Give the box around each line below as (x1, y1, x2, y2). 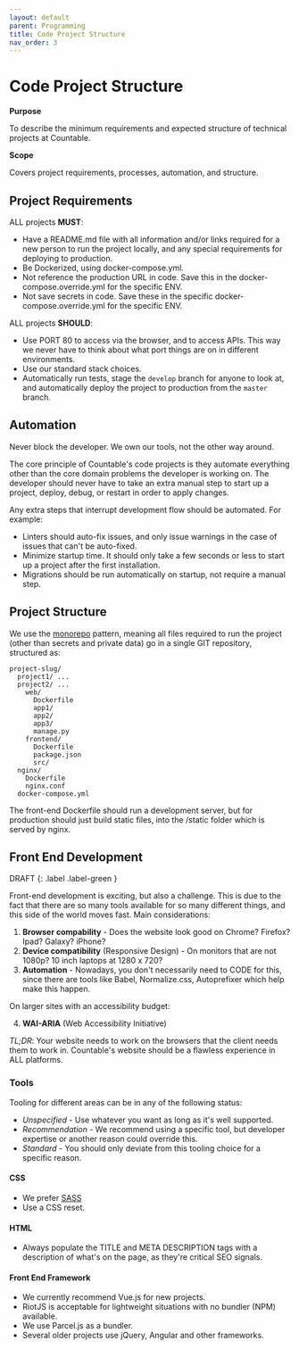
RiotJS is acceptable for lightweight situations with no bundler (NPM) (21, 1302, 277, 1312)
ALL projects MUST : (9, 217, 84, 228)
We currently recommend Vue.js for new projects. (21, 1292, 206, 1303)
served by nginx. (9, 823, 71, 834)
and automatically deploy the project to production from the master (21, 383, 268, 393)
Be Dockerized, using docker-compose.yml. (21, 262, 185, 273)
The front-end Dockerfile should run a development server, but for (9, 805, 253, 815)
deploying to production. (21, 253, 113, 263)
